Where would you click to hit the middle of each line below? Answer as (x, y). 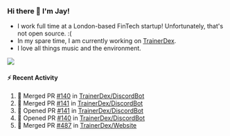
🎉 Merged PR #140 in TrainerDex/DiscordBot (81, 96)
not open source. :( (44, 33)
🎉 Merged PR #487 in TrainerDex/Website (77, 125)
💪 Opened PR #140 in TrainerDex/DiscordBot (81, 118)
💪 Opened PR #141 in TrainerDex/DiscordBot (80, 110)
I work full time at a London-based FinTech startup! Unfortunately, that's (120, 26)
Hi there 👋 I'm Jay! (39, 11)
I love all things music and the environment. (79, 49)
